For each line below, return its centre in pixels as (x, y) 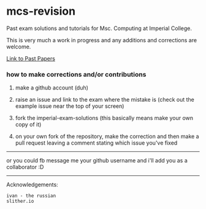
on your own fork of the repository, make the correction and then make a (107, 137)
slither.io (20, 201)
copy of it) (28, 124)
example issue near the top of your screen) (70, 106)
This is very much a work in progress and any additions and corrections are (102, 40)
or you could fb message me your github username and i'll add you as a (97, 161)
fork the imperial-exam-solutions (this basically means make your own (104, 118)
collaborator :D (25, 167)
